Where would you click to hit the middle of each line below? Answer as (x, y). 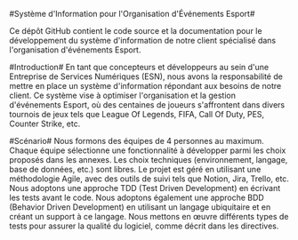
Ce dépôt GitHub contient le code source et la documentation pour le (136, 31)
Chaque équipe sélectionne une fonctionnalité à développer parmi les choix (148, 150)
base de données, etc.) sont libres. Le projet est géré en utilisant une (135, 169)
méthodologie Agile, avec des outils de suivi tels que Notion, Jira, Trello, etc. (149, 179)
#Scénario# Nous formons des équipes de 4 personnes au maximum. (137, 141)
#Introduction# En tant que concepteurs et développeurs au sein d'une (139, 67)
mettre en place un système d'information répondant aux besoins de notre (145, 86)
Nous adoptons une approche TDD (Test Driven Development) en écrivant (145, 188)
